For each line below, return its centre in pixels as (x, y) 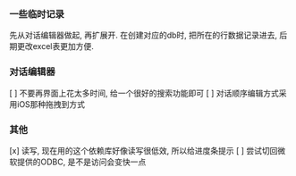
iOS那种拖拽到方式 (51, 104)
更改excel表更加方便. (55, 46)
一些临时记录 (37, 13)
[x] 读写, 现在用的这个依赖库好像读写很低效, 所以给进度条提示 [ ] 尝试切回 (144, 150)
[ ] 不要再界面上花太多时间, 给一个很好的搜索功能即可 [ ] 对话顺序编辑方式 (144, 93)
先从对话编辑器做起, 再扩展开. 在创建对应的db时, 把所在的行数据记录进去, (144, 35)
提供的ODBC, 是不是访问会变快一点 (81, 162)
